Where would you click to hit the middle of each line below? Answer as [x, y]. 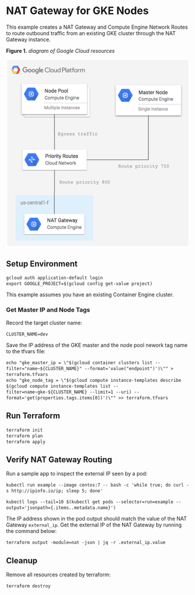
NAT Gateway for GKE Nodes [77, 11]
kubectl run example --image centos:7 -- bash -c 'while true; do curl [95, 485]
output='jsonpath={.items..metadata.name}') [61, 508]
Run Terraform [33, 416]
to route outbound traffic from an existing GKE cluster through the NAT [91, 33]
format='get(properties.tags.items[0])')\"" [61, 398]
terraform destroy [28, 586]
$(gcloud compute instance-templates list [58, 386]
